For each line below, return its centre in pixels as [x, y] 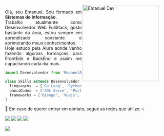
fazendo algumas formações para [43, 53]
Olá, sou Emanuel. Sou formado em [43, 12]
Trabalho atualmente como [43, 22]
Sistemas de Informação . [31, 17]
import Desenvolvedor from [32, 73]
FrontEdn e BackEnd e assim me [43, 58]
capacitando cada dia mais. [33, 64]
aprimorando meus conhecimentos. [41, 43]
